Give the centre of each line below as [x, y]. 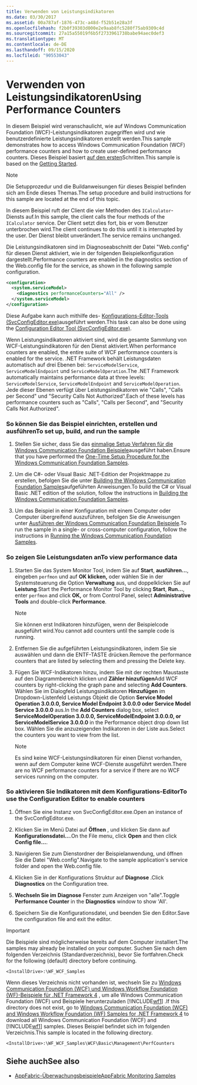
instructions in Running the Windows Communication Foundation [93, 536]
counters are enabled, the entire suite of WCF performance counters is [92, 352]
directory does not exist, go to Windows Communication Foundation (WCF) [97, 1007]
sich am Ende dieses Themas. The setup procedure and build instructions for [98, 193]
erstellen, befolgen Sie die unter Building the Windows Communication [100, 480]
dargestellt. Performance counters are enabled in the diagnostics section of [97, 259]
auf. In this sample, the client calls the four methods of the [95, 216]
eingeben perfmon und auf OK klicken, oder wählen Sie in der [89, 576]
